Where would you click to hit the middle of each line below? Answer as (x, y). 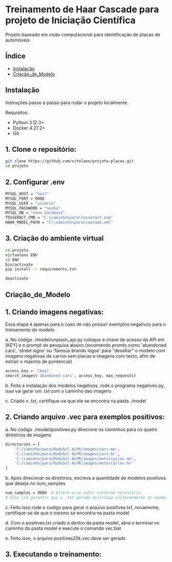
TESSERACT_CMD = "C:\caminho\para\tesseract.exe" (59, 218)
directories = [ (23, 444)
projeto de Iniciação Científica (70, 20)
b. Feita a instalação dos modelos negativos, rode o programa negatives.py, (85, 385)
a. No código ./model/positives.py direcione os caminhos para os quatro (81, 429)
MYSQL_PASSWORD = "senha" (33, 208)
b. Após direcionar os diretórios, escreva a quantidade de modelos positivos (86, 478)
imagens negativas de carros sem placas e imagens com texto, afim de (80, 356)
